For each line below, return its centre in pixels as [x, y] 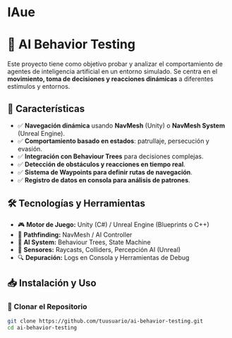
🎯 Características [46, 109]
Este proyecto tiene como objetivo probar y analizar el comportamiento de [115, 64]
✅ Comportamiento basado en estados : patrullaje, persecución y [113, 141]
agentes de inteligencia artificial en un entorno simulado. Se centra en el [112, 72]
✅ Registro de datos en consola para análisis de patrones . [104, 180]
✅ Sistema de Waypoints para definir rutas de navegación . [105, 172]
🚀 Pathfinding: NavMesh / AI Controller [75, 234]
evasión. [30, 149]
